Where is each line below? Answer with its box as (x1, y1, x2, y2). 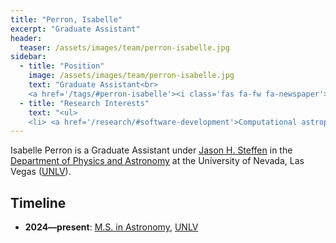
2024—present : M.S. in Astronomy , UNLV (24, 221, 199, 233)
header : (10, 33, 43, 43)
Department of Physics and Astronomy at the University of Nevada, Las (10, 155, 305, 167)
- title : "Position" (19, 61, 105, 71)
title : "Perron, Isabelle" (10, 14, 123, 25)
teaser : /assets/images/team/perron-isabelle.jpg (19, 42, 230, 53)
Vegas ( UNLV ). (10, 166, 72, 178)
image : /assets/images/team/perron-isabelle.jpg (28, 71, 235, 81)
